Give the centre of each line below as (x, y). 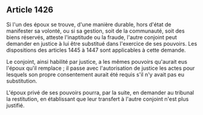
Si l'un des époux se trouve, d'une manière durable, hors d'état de (89, 24)
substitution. (22, 81)
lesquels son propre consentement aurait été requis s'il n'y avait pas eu (95, 74)
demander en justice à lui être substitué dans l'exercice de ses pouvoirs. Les (102, 43)
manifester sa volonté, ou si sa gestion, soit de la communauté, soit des (95, 31)
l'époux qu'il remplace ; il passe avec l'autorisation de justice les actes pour (101, 68)
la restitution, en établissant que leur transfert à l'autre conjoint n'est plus (98, 99)
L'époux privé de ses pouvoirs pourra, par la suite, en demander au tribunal (100, 92)
